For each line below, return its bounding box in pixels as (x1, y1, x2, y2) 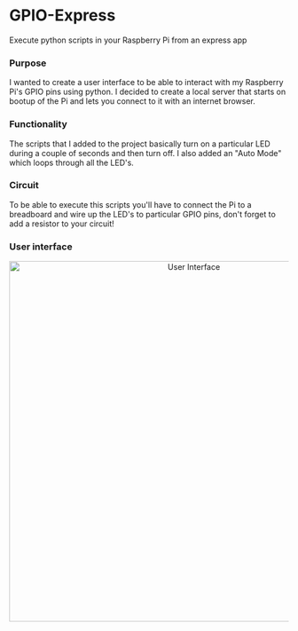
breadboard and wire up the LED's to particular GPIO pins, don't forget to (9, 209, 277, 219)
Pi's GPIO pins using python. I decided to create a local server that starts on (9, 86, 286, 98)
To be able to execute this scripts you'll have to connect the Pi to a (9, 199, 252, 209)
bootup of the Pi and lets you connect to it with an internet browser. (9, 96, 255, 106)
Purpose (9, 57, 47, 69)
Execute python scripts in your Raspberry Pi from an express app (9, 35, 247, 45)
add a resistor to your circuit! (9, 218, 115, 229)
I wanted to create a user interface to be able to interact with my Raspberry (9, 77, 284, 88)
